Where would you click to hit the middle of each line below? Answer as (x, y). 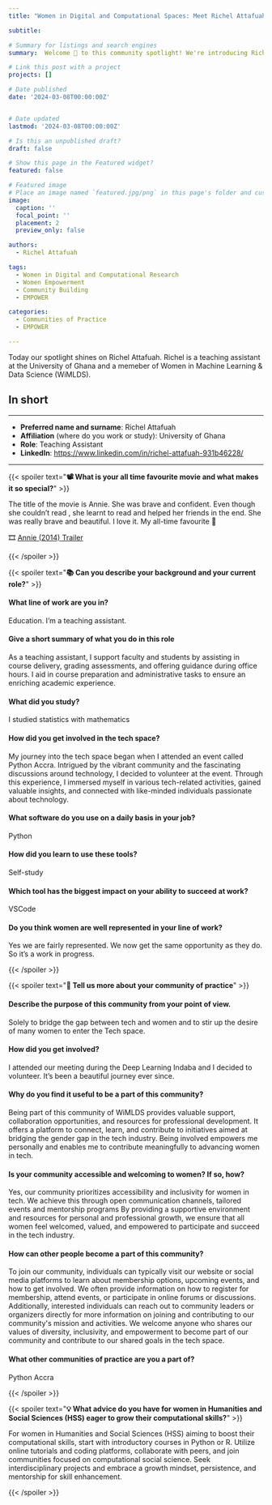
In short (28, 400)
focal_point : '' (43, 216)
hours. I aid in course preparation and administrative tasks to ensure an (127, 674)
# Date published (38, 90)
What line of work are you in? (59, 603)
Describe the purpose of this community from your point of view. (120, 1004)
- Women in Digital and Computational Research (98, 275)
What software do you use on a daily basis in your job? (102, 818)
